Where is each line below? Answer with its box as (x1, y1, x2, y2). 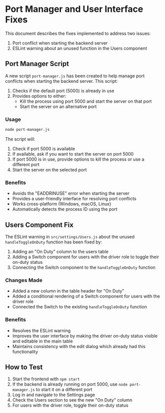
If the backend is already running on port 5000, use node (12, 381, 128, 387)
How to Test (5, 363, 43, 371)
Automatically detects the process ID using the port (12, 206, 117, 212)
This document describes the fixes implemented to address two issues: (5, 30, 151, 36)
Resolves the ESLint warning (12, 327, 71, 333)
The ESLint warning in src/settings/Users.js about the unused (5, 234, 135, 240)
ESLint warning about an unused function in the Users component (12, 45, 147, 51)
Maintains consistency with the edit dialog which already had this (12, 343, 146, 349)
